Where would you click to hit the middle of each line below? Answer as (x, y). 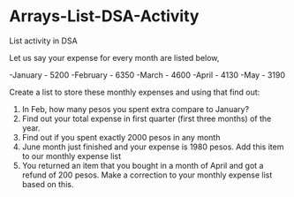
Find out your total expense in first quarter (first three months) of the (147, 118)
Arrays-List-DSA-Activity (104, 16)
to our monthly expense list (72, 155)
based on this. (48, 184)
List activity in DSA (43, 41)
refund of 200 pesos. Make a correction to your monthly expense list (147, 175)
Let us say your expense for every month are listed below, (114, 57)
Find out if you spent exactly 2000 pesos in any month (121, 137)
